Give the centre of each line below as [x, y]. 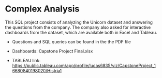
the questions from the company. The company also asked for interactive [78, 27]
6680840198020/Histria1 [37, 70]
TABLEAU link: [26, 60]
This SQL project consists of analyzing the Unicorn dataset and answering [79, 22]
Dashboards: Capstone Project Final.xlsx [52, 51]
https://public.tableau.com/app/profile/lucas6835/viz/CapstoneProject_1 [84, 65]
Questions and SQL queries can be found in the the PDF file [71, 41]
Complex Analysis [42, 9]
